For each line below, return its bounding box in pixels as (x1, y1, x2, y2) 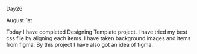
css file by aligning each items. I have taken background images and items (6, 35, 191, 41)
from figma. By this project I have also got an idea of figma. (6, 41, 154, 48)
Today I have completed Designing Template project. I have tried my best (6, 28, 188, 35)
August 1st (6, 17, 33, 23)
